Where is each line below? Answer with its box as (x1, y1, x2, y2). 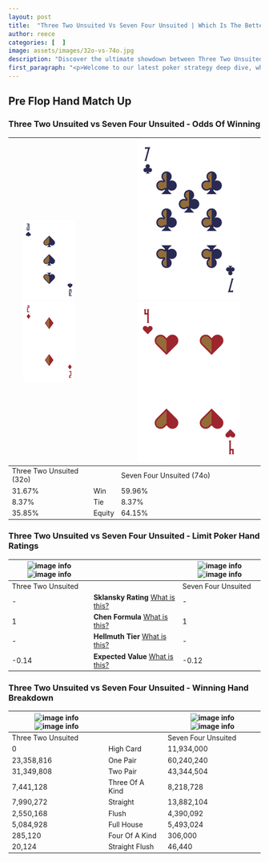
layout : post (8, 13, 52, 21)
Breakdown (8, 693, 54, 704)
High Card (107, 744, 142, 754)
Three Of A (107, 778, 145, 787)
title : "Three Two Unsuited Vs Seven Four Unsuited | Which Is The (8, 21, 242, 30)
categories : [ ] (8, 39, 66, 47)
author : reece (8, 30, 56, 38)
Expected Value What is (93, 651, 174, 661)
